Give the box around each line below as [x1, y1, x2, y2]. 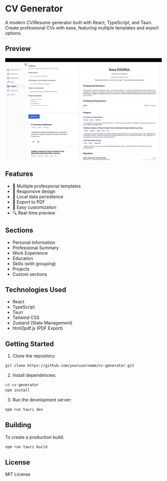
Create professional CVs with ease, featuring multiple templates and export [5, 24, 159, 30]
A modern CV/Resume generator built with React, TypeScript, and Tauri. [5, 19, 153, 25]
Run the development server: [12, 397, 72, 403]
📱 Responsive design [12, 188, 56, 194]
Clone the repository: [12, 353, 56, 359]
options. [5, 30, 22, 36]
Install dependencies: [12, 372, 57, 378]
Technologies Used [5, 286, 66, 294]
